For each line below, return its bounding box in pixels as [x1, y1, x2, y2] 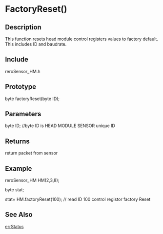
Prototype [5, 82, 37, 91]
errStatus [5, 223, 24, 229]
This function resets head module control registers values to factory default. [5, 36, 159, 42]
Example [5, 164, 32, 173]
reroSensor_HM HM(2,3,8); [5, 178, 60, 183]
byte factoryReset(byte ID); [5, 96, 60, 102]
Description [5, 23, 41, 31]
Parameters [5, 110, 41, 118]
